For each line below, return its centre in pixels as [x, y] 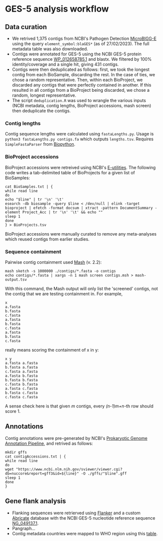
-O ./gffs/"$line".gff [104, 473]
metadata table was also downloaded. [50, 49]
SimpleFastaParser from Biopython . [40, 144]
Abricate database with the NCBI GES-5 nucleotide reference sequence [83, 518]
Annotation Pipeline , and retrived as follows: [49, 443]
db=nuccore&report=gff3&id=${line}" [42, 473]
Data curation [26, 27]
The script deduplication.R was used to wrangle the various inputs [79, 100]
